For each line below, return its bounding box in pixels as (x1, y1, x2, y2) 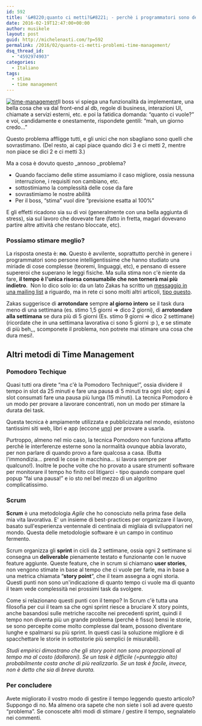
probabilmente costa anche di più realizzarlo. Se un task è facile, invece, (6, 660, 188, 667)
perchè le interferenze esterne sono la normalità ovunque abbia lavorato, (6, 443, 187, 450)
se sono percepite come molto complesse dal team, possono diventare (6, 623, 182, 630)
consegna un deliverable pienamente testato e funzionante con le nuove (6, 553, 186, 561)
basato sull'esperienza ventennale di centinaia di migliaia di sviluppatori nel (6, 523, 192, 530)
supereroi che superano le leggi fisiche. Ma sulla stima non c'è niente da (6, 269, 186, 277)
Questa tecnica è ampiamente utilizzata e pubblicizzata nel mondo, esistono (6, 418, 195, 425)
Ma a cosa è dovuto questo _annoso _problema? (6, 160, 126, 167)
